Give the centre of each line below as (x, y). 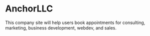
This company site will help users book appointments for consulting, (75, 22)
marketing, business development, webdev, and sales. (61, 27)
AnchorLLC (29, 9)
